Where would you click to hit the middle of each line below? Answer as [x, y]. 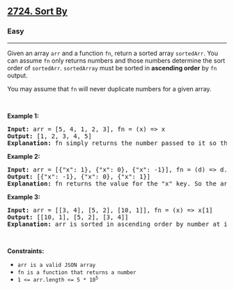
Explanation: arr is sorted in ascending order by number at [114, 224]
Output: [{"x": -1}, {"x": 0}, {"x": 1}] [79, 176]
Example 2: [24, 156]
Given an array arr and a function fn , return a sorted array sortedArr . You [112, 53]
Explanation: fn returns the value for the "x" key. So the [112, 183]
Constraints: [26, 251]
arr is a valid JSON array [56, 265]
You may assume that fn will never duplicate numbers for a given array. [109, 89]
